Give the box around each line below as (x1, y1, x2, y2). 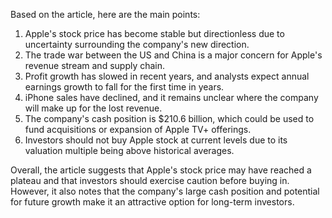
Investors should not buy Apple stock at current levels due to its (24, 134, 288, 146)
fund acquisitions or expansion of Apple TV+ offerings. (24, 124, 252, 135)
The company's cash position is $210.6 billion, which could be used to (24, 113, 315, 124)
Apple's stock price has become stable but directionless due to (24, 28, 285, 39)
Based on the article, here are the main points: (10, 9, 201, 20)
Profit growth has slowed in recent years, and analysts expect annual (24, 70, 310, 82)
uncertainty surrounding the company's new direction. (24, 39, 250, 50)
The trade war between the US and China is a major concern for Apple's (24, 49, 323, 61)
